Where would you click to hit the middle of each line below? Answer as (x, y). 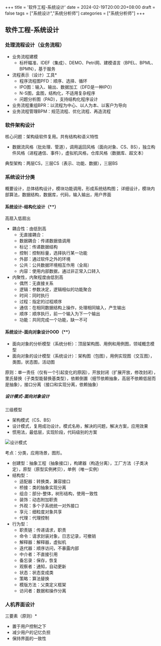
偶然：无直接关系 (36, 283)
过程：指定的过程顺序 (40, 302)
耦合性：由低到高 (29, 229)
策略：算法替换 (34, 578)
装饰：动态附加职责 (39, 499)
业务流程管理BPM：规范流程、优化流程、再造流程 (61, 111)
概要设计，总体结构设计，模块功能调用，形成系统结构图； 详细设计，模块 (78, 189)
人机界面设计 (20, 604)
